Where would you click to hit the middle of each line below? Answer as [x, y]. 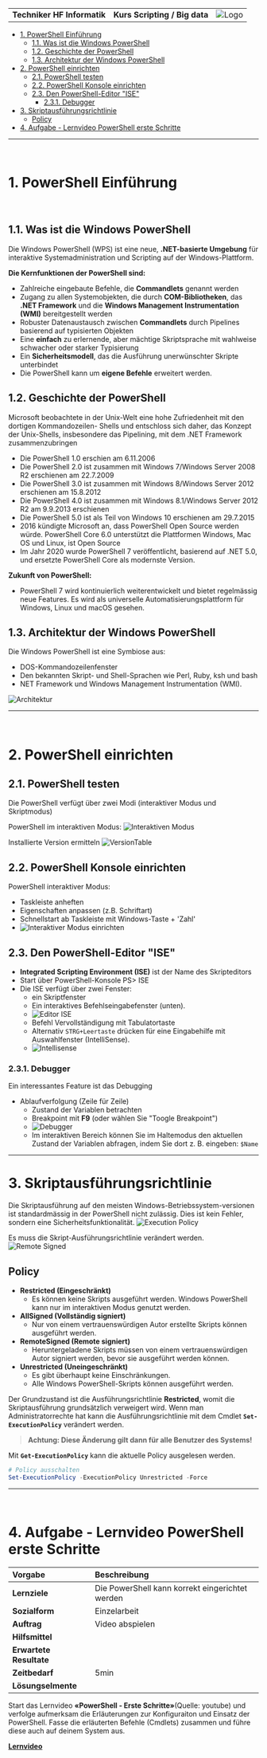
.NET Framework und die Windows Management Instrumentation [130, 305]
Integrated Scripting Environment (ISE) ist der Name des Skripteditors [135, 972]
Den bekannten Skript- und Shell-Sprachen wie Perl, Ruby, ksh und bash [139, 676]
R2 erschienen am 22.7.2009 [67, 475]
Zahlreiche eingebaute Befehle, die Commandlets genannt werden [129, 288]
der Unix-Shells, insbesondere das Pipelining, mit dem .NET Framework [125, 434]
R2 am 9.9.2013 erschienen [64, 508]
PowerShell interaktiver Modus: [60, 887]
